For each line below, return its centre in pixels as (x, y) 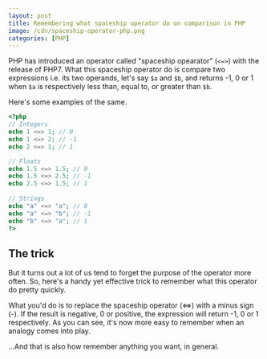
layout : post (30, 16)
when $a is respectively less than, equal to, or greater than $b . (110, 87)
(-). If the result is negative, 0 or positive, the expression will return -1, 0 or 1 (133, 314)
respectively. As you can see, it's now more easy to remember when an (126, 323)
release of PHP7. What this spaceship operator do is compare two (117, 70)
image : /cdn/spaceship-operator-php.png (77, 31)
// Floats (25, 161)
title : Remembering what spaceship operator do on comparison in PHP (127, 23)
